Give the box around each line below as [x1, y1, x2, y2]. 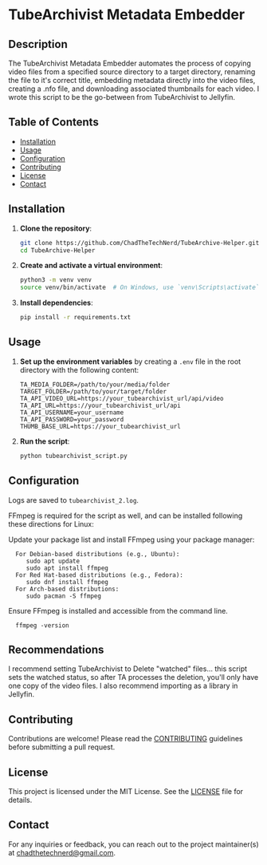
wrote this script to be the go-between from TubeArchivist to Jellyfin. [8, 93, 235, 101]
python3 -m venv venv [19, 276, 92, 284]
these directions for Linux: [8, 519, 94, 528]
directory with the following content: [19, 365, 139, 374]
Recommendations [8, 642, 104, 656]
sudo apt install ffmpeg [26, 564, 109, 572]
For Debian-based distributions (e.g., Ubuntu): [15, 550, 180, 558]
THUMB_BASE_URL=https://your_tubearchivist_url [19, 422, 181, 430]
